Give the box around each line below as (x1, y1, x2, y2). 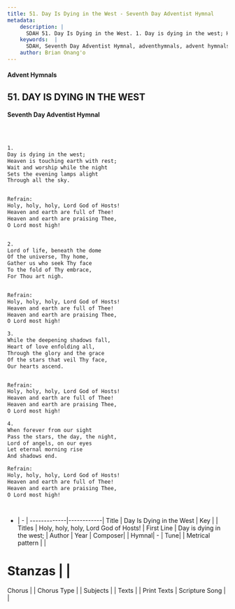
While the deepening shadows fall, (7, 337, 111, 344)
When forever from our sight (7, 427, 92, 434)
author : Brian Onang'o (20, 50, 86, 57)
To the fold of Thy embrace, (7, 266, 92, 273)
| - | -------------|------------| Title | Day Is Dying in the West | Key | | (17, 516, 218, 524)
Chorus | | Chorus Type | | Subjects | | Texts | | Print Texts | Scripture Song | (7, 586, 226, 594)
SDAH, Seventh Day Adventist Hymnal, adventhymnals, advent (25, 43, 205, 50)
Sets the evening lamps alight (7, 171, 99, 178)
